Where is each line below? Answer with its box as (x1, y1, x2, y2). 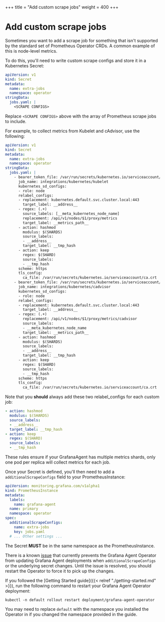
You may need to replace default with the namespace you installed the (5, 606, 149, 612)
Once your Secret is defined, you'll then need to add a (5, 469, 114, 475)
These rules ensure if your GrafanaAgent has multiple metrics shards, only (5, 454, 156, 460)
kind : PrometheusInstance (5, 488, 58, 493)
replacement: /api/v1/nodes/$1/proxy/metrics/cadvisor (23, 317, 137, 322)
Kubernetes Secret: (5, 62, 44, 68)
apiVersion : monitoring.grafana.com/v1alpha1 (5, 484, 100, 489)
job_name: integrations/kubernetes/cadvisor (18, 285, 111, 290)
